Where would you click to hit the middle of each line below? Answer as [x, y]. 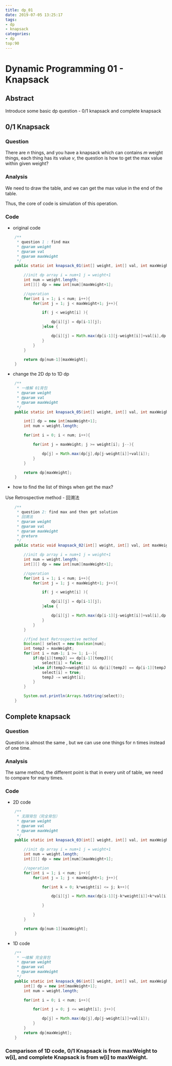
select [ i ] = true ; [61, 672]
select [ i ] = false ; [62, 663]
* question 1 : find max [43, 242]
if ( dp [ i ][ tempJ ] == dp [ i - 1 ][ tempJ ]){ [73, 658]
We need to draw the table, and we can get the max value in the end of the [84, 188]
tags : [11, 19]
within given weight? [27, 163]
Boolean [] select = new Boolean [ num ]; [65, 644]
